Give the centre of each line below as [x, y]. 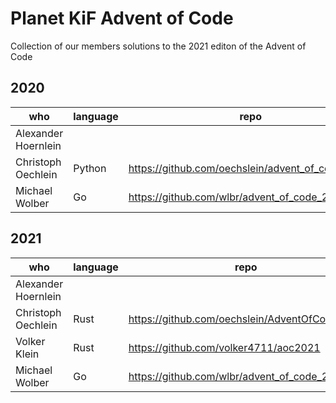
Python [90, 168]
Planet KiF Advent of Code [122, 18]
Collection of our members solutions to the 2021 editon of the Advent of [158, 46]
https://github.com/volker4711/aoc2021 [224, 347]
